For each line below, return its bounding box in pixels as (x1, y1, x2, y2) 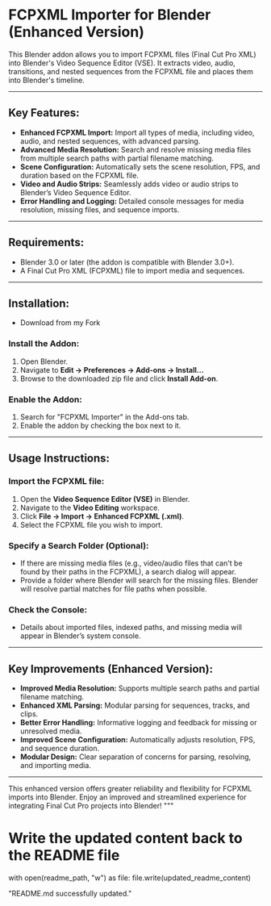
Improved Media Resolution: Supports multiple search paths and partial (19, 683, 260, 693)
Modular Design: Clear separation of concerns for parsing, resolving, (19, 752, 252, 762)
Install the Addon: (8, 338, 80, 349)
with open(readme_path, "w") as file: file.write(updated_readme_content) (8, 873, 252, 883)
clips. (19, 709, 39, 719)
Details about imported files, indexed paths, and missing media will (19, 623, 242, 633)
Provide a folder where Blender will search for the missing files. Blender (19, 575, 258, 585)
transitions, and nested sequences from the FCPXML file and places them (8, 66, 254, 76)
